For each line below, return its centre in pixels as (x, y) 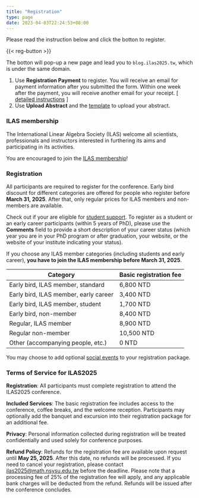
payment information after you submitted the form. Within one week (98, 87)
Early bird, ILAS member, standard (57, 285)
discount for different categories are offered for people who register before (98, 193)
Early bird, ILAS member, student (55, 304)
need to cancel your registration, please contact (65, 465)
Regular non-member (40, 333)
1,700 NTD (135, 304)
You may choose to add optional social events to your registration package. (98, 357)
